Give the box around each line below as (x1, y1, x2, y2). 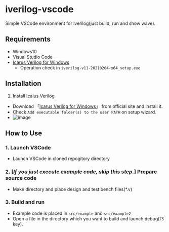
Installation (5, 80, 41, 88)
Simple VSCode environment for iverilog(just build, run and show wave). (5, 20, 156, 26)
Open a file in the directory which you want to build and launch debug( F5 (12, 215, 164, 221)
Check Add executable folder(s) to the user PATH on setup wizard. (12, 109, 157, 115)
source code (5, 175, 37, 182)
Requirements (5, 35, 51, 44)
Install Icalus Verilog (12, 93, 55, 99)
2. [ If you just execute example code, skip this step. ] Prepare (5, 168, 157, 175)
